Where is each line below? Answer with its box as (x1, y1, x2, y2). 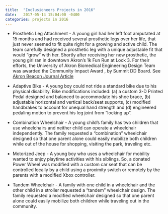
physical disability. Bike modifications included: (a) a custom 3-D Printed (12, 89, 163, 95)
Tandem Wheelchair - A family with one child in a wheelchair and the (12, 182, 155, 188)
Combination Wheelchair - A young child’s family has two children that (12, 119, 158, 126)
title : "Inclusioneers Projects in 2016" (5, 7, 96, 13)
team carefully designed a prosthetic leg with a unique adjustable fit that (12, 46, 162, 53)
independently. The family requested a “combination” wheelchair (12, 130, 147, 136)
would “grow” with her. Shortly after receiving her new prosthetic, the (12, 52, 156, 58)
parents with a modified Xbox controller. (12, 172, 96, 178)
